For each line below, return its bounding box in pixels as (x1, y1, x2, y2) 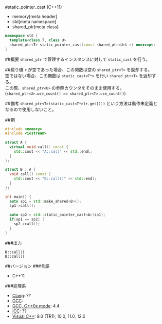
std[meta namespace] (12, 19, 56, 24)
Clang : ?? (12, 292, 31, 298)
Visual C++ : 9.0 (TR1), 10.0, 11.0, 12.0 (12, 313, 86, 319)
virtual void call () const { (9, 144, 69, 149)
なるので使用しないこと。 (5, 107, 56, 112)
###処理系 (5, 283, 26, 288)
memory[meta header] (12, 14, 57, 19)
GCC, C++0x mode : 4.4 (12, 303, 60, 308)
